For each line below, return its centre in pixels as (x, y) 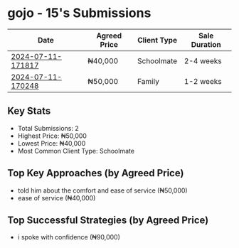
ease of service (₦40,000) (57, 198)
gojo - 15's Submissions (79, 13)
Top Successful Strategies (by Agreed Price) (108, 220)
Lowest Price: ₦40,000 (52, 143)
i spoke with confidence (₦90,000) (69, 237)
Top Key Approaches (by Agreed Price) (96, 173)
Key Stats (29, 111)
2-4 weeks (203, 60)
